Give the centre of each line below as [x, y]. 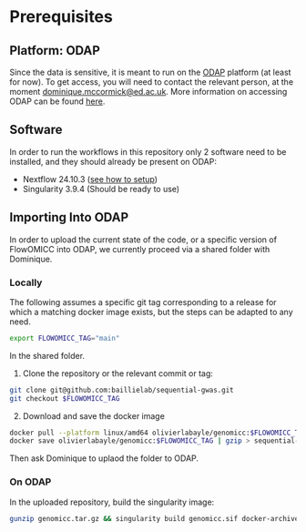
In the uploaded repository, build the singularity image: [112, 502]
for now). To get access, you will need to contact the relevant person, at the [152, 82]
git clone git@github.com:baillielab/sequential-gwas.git [122, 390]
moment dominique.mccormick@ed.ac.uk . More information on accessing [148, 92]
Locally [26, 282]
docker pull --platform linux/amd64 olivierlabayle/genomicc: [130, 433]
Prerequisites [61, 17]
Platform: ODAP [55, 51]
